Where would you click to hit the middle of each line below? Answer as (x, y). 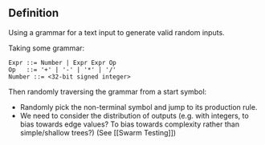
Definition (33, 13)
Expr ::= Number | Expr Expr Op (62, 62)
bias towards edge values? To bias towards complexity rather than (129, 124)
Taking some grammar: (47, 48)
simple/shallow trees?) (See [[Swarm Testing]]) (98, 132)
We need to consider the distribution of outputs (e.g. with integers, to (134, 115)
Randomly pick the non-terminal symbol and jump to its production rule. (139, 107)
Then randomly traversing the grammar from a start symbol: (108, 91)
